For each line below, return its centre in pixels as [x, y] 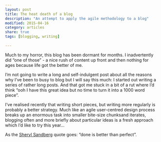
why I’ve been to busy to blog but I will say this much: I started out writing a [81, 79]
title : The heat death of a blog [39, 14]
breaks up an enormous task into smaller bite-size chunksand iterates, [75, 115]
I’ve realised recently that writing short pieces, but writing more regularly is [80, 104]
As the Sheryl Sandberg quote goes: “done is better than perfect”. [71, 134]
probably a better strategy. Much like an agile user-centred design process [80, 110]
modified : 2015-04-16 [27, 23]
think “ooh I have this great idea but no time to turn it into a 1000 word [75, 90]
